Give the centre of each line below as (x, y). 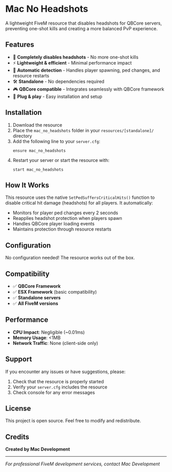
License (18, 409)
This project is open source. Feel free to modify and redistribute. (73, 421)
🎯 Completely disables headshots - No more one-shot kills (76, 57)
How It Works (27, 185)
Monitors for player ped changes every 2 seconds (66, 213)
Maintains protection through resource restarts (62, 229)
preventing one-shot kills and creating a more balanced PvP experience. (81, 28)
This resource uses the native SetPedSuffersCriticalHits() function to (80, 197)
